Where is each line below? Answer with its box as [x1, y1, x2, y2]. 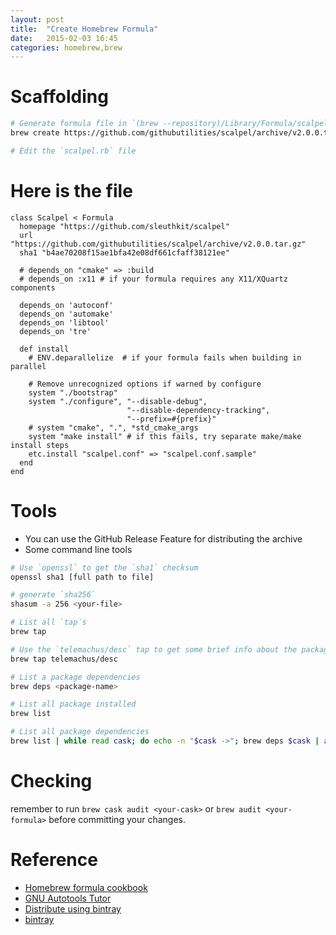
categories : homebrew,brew [10, 42, 123, 53]
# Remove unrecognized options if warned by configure [28, 379, 262, 389]
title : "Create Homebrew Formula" [10, 24, 159, 34]
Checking [10, 770, 93, 793]
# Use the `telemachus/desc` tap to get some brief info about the [10, 644, 298, 655]
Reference [10, 849, 98, 871]
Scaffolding [10, 86, 109, 108]
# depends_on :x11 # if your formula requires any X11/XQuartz [19, 274, 288, 284]
